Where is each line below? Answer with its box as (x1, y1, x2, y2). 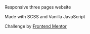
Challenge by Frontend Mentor (4, 23, 67, 29)
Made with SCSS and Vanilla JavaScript (4, 14, 85, 19)
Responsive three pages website (4, 4, 71, 10)
